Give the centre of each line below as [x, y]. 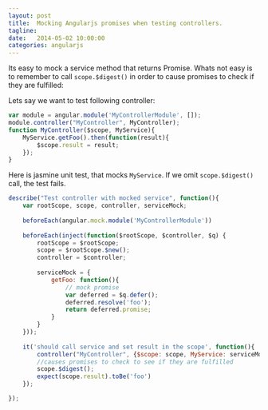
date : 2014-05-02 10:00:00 [57, 38]
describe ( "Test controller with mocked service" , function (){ [114, 198]
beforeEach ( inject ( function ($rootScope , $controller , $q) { [124, 235]
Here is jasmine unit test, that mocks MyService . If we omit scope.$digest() [131, 175]
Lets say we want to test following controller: [82, 101]
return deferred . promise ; [108, 310]
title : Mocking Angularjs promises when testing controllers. [116, 23]
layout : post [30, 16]
